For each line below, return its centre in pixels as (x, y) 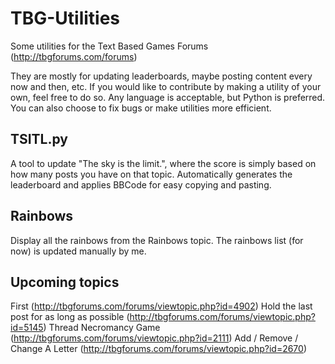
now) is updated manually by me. (78, 251)
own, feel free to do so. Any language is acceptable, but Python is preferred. (168, 97)
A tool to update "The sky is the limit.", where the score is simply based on (163, 163)
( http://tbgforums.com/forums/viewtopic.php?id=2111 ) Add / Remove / (154, 338)
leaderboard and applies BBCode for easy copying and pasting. (141, 184)
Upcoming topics (65, 282)
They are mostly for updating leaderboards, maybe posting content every (161, 76)
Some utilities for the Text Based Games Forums (109, 46)
